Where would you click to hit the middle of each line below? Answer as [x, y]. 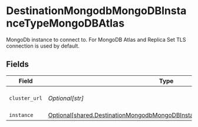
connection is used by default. [43, 46]
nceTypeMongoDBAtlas [65, 23]
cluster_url [26, 98]
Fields [18, 64]
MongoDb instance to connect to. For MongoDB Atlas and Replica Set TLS [96, 39]
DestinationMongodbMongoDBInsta [96, 11]
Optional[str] [66, 98]
